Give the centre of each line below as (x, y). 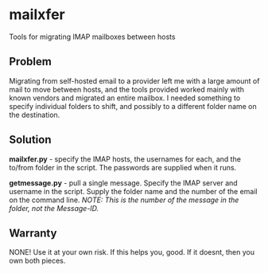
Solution (30, 140)
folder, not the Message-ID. (54, 208)
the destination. (35, 115)
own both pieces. (37, 261)
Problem (31, 62)
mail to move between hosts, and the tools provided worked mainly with (127, 89)
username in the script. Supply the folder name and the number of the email (133, 191)
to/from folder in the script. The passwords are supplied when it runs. (123, 167)
